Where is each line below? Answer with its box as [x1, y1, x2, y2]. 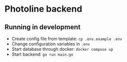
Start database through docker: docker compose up [11, 46, 113, 52]
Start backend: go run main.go [11, 51, 74, 57]
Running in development [4, 23, 81, 31]
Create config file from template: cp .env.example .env [11, 36, 123, 41]
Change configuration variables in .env [11, 41, 90, 47]
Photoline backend [4, 3, 83, 15]
